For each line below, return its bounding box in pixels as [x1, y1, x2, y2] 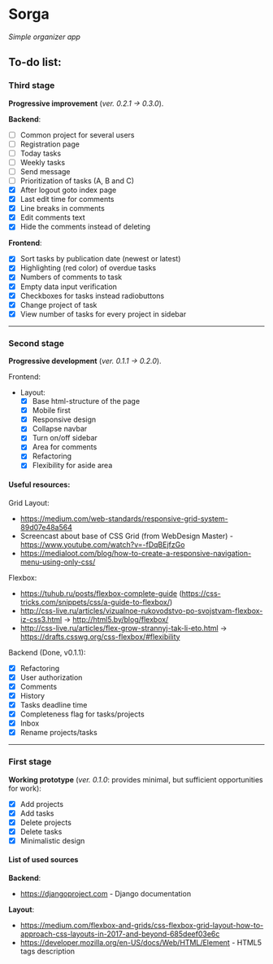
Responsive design [32, 414, 97, 424]
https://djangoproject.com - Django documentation [19, 889, 192, 899]
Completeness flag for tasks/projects [19, 709, 145, 719]
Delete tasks [19, 826, 63, 836]
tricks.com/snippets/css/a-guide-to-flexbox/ [19, 597, 171, 607]
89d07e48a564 [19, 522, 73, 532]
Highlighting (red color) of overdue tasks [19, 263, 157, 273]
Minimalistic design [19, 835, 85, 845]
